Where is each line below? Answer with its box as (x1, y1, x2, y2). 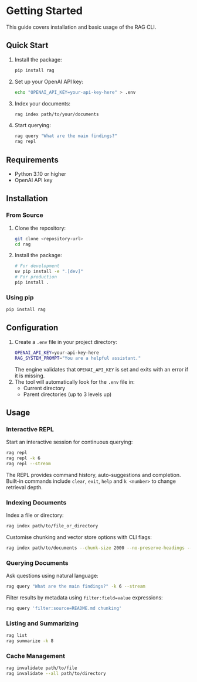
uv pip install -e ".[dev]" (14, 268, 83, 275)
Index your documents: (14, 100, 71, 107)
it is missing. (14, 372, 45, 379)
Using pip (6, 293, 34, 301)
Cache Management (6, 652, 66, 660)
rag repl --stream (6, 461, 51, 467)
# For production (14, 274, 57, 280)
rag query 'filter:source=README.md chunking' (6, 605, 122, 612)
